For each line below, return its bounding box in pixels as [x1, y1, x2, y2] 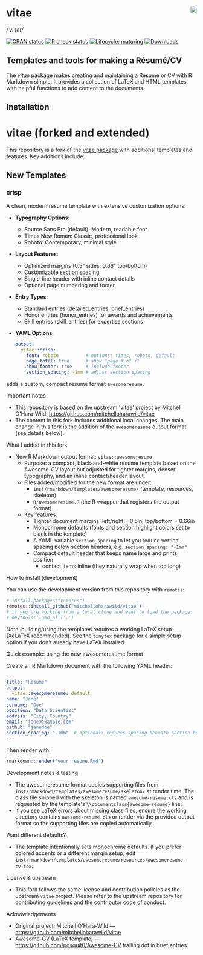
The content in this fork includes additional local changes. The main [14, 417, 184, 424]
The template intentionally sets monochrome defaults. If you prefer [14, 843, 182, 850]
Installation [6, 102, 50, 112]
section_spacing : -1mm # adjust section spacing [26, 370, 151, 376]
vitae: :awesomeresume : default [11, 691, 91, 697]
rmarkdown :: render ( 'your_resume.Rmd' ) [6, 758, 104, 765]
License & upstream [6, 874, 56, 881]
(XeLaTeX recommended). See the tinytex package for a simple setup [6, 632, 181, 639]
